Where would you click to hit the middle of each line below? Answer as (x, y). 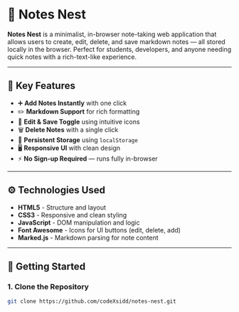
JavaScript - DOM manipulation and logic (79, 222)
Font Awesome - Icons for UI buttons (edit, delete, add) (99, 230)
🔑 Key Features (42, 86)
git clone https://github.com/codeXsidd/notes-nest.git (92, 301)
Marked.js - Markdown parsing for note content (88, 237)
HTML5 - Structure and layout (62, 207)
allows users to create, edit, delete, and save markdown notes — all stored (116, 41)
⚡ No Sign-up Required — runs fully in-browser (87, 158)
